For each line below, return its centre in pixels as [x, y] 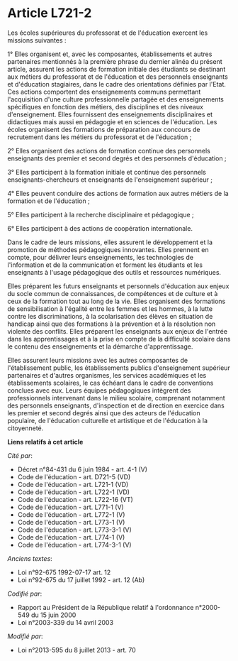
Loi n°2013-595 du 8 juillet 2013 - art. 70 [76, 650]
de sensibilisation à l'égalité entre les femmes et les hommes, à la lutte [110, 308]
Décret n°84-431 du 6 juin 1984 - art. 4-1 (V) [82, 469]
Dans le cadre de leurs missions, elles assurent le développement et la [110, 242]
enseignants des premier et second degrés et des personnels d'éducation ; [117, 158]
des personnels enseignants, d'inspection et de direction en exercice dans [116, 405]
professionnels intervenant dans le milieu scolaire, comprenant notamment [116, 398]
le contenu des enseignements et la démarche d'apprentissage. [100, 346]
